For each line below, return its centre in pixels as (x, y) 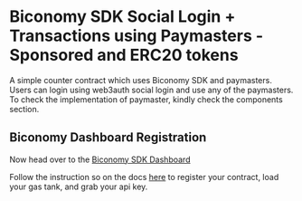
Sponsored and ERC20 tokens (124, 55)
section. (24, 109)
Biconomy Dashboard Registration (108, 138)
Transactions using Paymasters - (137, 36)
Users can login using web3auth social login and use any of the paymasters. (151, 90)
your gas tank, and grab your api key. (79, 187)
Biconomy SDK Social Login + (123, 17)
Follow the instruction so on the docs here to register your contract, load (144, 177)
